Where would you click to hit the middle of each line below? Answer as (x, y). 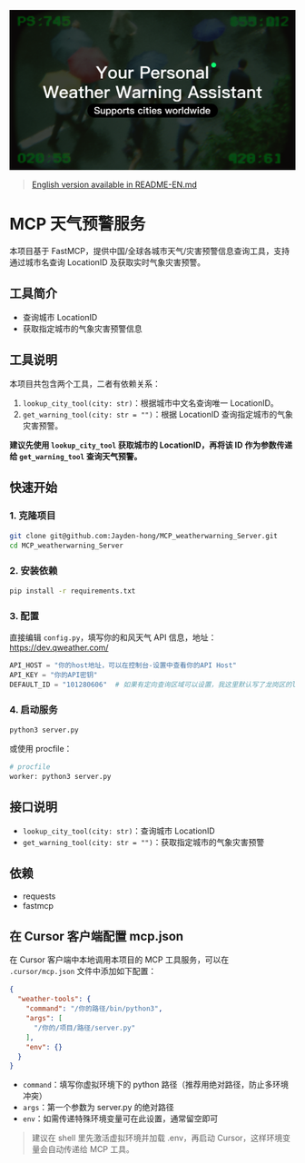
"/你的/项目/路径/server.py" (84, 1028)
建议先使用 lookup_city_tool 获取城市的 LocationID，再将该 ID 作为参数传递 (151, 445)
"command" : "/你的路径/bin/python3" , (94, 1009)
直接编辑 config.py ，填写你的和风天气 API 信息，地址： (113, 637)
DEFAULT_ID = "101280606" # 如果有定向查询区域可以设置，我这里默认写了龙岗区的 (151, 685)
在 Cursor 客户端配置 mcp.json (97, 936)
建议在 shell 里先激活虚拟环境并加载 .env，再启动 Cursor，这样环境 (157, 1138)
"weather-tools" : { (54, 1000)
